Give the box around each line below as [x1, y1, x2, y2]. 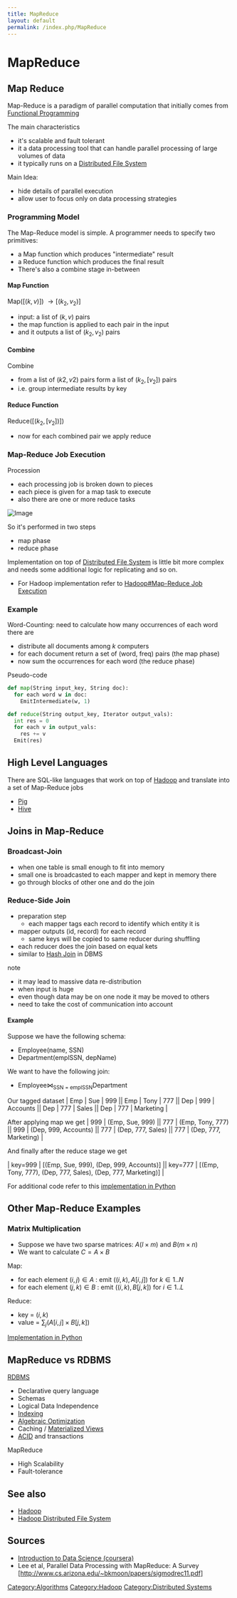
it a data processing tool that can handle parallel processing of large [17, 144, 218, 153]
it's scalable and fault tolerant [17, 137, 105, 145]
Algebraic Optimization [17, 1417, 85, 1426]
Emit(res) [14, 737, 43, 745]
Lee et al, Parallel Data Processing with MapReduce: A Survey [17, 1561, 199, 1570]
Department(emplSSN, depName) [17, 1053, 117, 1062]
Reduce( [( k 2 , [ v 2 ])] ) [7, 416, 65, 427]
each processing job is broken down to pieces [17, 480, 153, 488]
